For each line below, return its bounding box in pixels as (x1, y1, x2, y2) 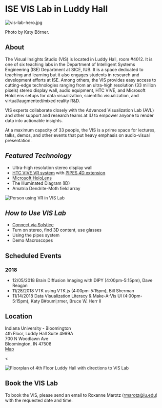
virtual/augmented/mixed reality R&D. (5, 98, 81, 104)
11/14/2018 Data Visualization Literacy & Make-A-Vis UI (12, 293, 122, 299)
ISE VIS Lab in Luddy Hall (5, 3, 108, 15)
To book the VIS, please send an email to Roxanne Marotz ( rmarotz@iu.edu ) (5, 392, 158, 398)
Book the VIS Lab (5, 379, 58, 387)
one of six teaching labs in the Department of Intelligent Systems (5, 61, 135, 67)
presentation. (5, 137, 32, 143)
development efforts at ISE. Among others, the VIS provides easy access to (5, 77, 156, 83)
